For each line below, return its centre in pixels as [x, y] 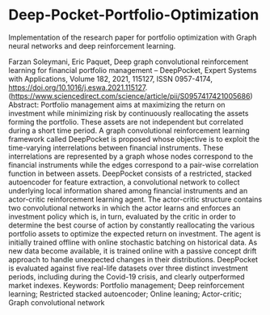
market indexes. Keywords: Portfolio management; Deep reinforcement [127, 285]
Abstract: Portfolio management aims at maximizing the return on [117, 104]
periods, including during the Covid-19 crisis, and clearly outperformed [127, 276]
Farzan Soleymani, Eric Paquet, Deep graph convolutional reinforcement [129, 62]
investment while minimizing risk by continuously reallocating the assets [129, 113]
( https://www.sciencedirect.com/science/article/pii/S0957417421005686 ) [131, 96]
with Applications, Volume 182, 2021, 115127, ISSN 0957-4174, [110, 79]
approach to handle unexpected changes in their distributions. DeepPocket [133, 259]
